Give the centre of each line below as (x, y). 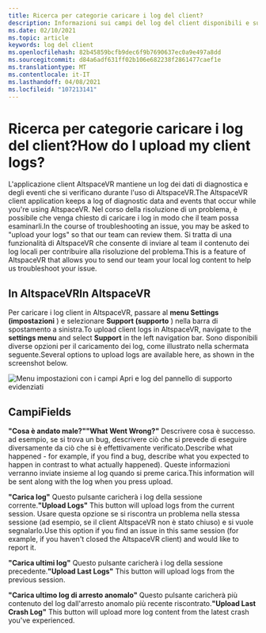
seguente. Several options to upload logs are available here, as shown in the (131, 355)
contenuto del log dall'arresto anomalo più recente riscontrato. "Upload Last (132, 603)
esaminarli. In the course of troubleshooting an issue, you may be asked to (129, 226)
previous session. (37, 579)
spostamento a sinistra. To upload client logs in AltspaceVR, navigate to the (130, 329)
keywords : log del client (51, 45)
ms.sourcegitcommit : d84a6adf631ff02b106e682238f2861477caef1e (115, 60)
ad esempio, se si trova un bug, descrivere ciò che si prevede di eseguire (127, 439)
